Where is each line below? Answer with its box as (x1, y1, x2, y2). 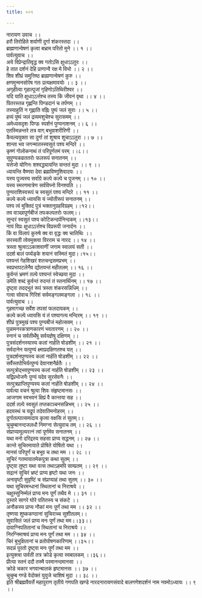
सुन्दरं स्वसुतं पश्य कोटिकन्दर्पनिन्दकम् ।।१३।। (6, 215, 99, 223)
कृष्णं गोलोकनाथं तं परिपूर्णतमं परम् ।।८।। (6, 147, 89, 155)
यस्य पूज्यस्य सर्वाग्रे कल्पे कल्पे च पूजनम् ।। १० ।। (6, 175, 106, 182)
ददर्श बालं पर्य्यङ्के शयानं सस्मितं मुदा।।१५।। (6, 250, 96, 257)
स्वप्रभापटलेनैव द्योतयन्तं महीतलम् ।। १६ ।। (6, 263, 93, 271)
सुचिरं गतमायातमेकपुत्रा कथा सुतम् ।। (6, 455, 79, 462)
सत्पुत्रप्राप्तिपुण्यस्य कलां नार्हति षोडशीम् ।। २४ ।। (6, 380, 103, 387)
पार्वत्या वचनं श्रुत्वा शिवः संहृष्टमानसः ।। (6, 387, 82, 394)
